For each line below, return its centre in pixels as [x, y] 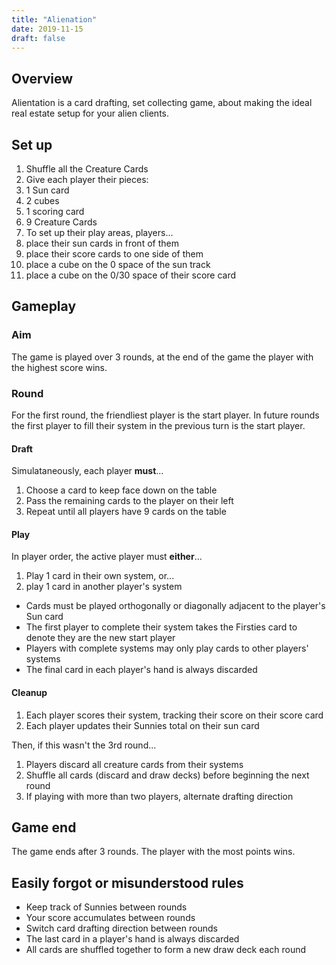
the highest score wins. [59, 367]
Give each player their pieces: [87, 179]
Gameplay [44, 306]
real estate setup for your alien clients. [90, 113]
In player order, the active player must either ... [107, 557]
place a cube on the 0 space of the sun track [118, 264]
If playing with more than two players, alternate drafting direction [159, 796]
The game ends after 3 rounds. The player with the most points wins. [153, 852]
